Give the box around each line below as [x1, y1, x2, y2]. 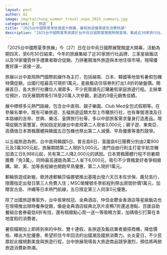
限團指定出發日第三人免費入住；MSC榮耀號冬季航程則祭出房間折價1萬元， [5, 180, 157, 186]
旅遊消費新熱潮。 [5, 245, 40, 251]
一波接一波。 [18, 63, 45, 69]
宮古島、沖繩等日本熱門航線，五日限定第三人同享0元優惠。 [9, 186, 130, 192]
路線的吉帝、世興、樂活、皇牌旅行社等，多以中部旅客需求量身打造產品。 [9, 115, 158, 121]
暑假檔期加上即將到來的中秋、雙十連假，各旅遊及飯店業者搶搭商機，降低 [5, 226, 153, 232]
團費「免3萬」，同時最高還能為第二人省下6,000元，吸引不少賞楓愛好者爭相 [5, 157, 158, 163]
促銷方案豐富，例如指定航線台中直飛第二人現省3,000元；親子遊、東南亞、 [9, 122, 161, 127]
